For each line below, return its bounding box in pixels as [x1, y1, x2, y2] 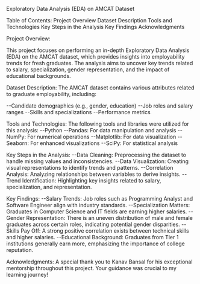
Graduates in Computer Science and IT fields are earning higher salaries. [6, 208, 187, 215]
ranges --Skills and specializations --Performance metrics [6, 109, 151, 115]
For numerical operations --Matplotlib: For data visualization [27, 133, 177, 140]
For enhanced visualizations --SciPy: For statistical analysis [30, 140, 178, 147]
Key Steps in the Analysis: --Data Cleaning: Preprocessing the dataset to [6, 151, 187, 158]
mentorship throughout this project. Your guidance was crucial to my [6, 265, 177, 271]
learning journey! [6, 271, 49, 278]
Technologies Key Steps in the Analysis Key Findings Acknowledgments [6, 24, 185, 30]
